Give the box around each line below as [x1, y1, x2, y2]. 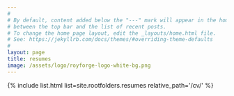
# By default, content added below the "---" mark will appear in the [7, 17, 217, 24]
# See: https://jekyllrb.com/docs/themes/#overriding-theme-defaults [7, 36, 214, 43]
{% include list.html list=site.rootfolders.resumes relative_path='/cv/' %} [7, 81, 214, 89]
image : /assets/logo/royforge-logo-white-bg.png [7, 62, 151, 69]
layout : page [7, 49, 45, 56]
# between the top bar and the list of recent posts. [7, 23, 167, 30]
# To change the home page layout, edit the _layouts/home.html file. [7, 29, 217, 37]
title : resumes [7, 56, 52, 63]
